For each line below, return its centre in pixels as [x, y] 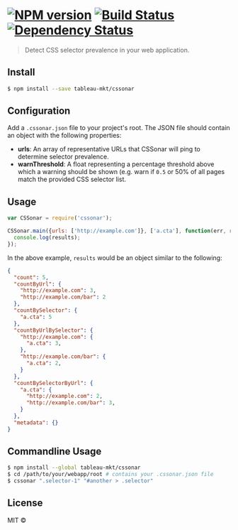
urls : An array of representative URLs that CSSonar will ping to [109, 149]
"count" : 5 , [32, 277]
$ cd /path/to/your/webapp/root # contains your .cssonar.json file [110, 475]
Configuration [39, 111]
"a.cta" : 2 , [44, 363]
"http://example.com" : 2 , [64, 396]
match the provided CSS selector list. [72, 179]
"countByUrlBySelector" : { [53, 330]
